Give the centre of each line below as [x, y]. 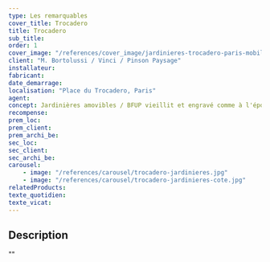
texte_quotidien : [37, 195]
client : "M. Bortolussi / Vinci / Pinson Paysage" [95, 61]
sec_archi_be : [32, 158]
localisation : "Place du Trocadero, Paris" [82, 90]
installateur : [32, 68]
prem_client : [30, 128]
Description [38, 235]
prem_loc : [25, 121]
